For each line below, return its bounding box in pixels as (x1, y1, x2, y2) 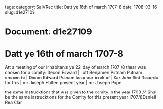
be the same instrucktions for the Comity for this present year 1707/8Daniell (5, 94, 156, 100)
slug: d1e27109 (5, 9, 35, 15)
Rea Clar (5, 99, 22, 106)
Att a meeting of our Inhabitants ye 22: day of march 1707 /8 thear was (5, 64, 146, 70)
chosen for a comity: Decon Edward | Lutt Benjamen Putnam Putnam (5, 70, 142, 76)
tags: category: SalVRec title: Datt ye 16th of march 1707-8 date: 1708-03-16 (5, 4, 157, 10)
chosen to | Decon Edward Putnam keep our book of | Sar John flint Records (5, 75, 158, 80)
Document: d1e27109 (5, 26, 92, 37)
